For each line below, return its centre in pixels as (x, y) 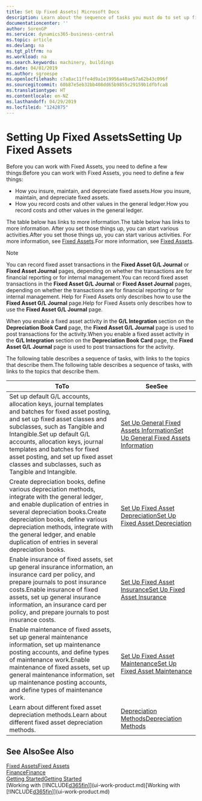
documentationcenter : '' (37, 23)
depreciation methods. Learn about (58, 715)
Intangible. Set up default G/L (50, 434)
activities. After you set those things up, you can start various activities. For (99, 235)
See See (157, 386)
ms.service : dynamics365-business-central (60, 34)
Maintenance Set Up (149, 663)
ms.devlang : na (25, 46)
